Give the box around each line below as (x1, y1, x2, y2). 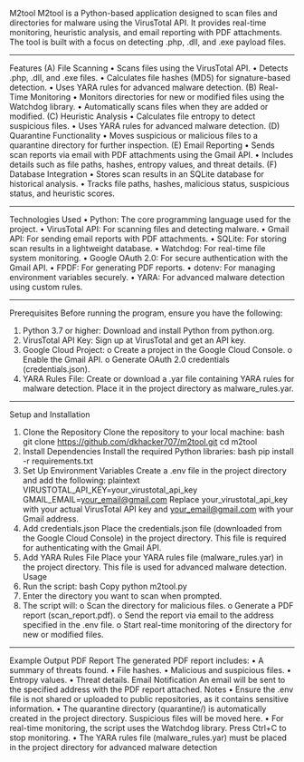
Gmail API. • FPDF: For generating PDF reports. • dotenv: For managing (9, 262, 276, 273)
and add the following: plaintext (22, 475, 140, 485)
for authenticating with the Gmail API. (22, 542, 162, 552)
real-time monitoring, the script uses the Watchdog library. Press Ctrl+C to (9, 723, 287, 733)
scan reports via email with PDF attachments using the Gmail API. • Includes (9, 150, 294, 160)
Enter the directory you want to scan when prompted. (22, 591, 223, 601)
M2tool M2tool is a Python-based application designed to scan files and (9, 8, 278, 18)
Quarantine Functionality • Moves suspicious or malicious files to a (9, 131, 258, 141)
